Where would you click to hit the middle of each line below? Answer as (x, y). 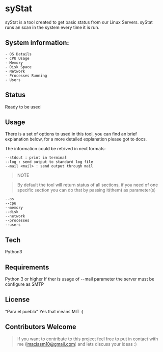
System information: (37, 43)
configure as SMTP (25, 284)
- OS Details (18, 54)
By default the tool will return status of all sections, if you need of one (87, 185)
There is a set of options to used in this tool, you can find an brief (71, 134)
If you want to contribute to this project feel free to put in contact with (87, 339)
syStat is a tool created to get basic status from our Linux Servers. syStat (79, 22)
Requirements (27, 267)
